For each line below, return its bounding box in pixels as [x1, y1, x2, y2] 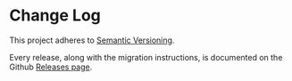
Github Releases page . [9, 61, 93, 72]
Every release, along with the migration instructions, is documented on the [9, 52, 283, 62]
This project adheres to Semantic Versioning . [9, 35, 175, 45]
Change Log [9, 5, 101, 26]
